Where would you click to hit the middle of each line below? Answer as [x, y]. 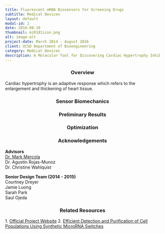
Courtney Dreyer [22, 182]
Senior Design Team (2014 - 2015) [41, 176]
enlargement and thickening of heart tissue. [49, 88]
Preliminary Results [82, 115]
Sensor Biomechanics [82, 101]
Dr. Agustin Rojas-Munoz [30, 162]
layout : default [22, 19]
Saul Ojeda [16, 198]
